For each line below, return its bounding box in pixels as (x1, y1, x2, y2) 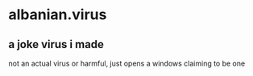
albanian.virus (8, 6, 107, 24)
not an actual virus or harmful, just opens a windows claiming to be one (8, 58, 246, 68)
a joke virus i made (8, 38, 105, 51)
